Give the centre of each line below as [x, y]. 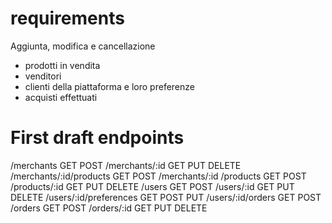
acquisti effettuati [61, 97]
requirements [67, 18]
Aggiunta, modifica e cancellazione [83, 46]
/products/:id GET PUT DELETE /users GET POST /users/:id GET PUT [152, 186]
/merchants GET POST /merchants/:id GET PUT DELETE [126, 165]
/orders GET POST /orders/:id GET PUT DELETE [109, 208]
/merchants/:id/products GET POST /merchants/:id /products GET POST [158, 176]
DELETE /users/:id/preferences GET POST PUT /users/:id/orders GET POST [166, 197]
